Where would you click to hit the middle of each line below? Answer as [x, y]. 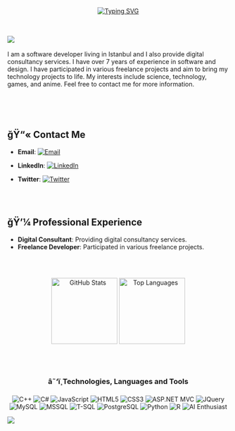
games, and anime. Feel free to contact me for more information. [101, 84]
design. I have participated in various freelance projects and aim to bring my [118, 69]
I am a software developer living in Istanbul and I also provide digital [106, 54]
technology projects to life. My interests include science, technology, [107, 76]
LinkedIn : [31, 165]
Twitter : [29, 179]
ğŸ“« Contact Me [46, 135]
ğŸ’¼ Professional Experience [75, 222]
